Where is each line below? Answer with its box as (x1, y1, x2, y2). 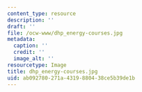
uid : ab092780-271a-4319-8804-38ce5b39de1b (7, 74, 136, 82)
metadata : (7, 36, 36, 43)
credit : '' (13, 49, 45, 56)
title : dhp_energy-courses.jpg (7, 68, 98, 75)
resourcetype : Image (7, 62, 68, 68)
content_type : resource (7, 10, 77, 17)
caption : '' (13, 42, 49, 49)
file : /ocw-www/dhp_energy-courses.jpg (7, 29, 123, 37)
